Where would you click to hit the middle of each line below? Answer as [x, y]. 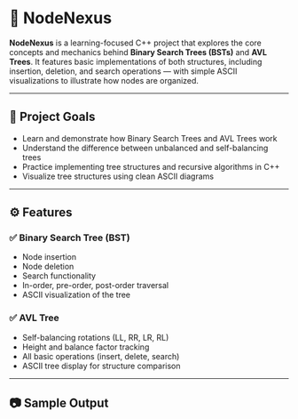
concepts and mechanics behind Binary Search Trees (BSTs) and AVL [138, 52]
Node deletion [48, 267]
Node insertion [49, 257]
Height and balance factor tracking [86, 347]
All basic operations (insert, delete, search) [101, 356]
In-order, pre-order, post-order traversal [95, 286]
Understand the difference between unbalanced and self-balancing [145, 148]
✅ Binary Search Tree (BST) [70, 238]
